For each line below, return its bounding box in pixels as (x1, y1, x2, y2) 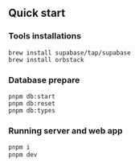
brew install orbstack (8, 55, 84, 63)
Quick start (8, 6, 66, 20)
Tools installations (8, 31, 82, 42)
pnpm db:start (8, 92, 56, 100)
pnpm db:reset (8, 100, 56, 108)
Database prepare (8, 74, 80, 85)
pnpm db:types (8, 106, 56, 115)
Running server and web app (8, 124, 123, 136)
